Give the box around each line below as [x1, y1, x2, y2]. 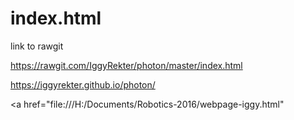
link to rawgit [10, 40, 64, 52]
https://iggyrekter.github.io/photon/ [10, 78, 156, 91]
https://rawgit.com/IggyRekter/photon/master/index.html [10, 59, 243, 71]
